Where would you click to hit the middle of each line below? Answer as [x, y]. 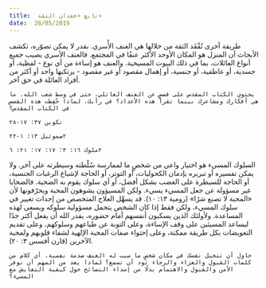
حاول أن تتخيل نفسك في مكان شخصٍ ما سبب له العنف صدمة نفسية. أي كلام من [130, 255]
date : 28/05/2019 [39, 23]
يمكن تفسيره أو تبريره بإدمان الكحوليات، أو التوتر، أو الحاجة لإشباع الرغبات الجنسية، [131, 173]
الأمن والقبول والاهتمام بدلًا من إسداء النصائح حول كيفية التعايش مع [121, 269]
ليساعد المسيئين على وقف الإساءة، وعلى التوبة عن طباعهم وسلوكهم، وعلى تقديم [129, 224]
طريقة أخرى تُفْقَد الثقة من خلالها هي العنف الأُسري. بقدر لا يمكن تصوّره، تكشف [125, 45]
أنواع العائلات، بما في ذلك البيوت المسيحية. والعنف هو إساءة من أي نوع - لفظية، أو [130, 62]
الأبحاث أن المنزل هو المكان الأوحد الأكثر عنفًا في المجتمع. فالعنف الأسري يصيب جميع [134, 54]
